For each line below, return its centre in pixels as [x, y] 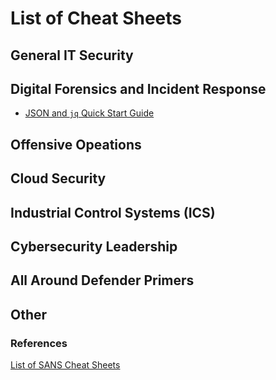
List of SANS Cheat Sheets [65, 365]
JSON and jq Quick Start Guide [89, 113]
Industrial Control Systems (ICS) [113, 212]
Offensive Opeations [76, 144]
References [39, 343]
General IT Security [72, 55]
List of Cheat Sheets [96, 18]
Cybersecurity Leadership [94, 246]
